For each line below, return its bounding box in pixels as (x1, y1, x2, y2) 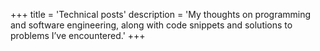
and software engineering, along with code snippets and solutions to (10, 19, 293, 31)
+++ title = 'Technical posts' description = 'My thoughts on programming (10, 9, 312, 20)
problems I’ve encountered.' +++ (10, 30, 146, 41)
